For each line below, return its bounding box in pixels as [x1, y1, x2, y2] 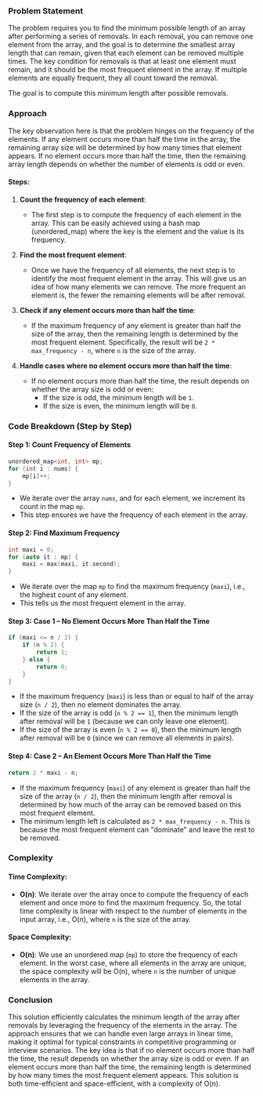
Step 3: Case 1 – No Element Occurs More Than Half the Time [8, 616, 210, 625]
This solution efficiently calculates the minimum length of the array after [8, 1012, 240, 1021]
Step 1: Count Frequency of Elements [8, 440, 131, 450]
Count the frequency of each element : [19, 195, 146, 204]
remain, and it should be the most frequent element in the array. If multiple [8, 65, 248, 75]
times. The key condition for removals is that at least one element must [8, 56, 236, 66]
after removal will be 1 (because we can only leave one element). [19, 716, 229, 726]
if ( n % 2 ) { [22, 641, 65, 649]
